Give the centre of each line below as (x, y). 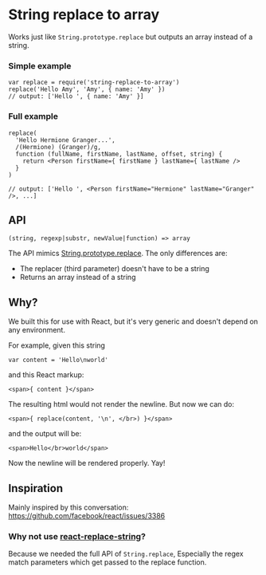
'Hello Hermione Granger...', (65, 140)
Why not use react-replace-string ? (77, 536)
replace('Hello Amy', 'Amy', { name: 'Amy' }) (87, 89)
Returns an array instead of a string (78, 278)
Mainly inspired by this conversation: (68, 507)
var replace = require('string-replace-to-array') (94, 83)
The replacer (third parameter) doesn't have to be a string (114, 269)
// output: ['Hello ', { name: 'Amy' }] (76, 96)
